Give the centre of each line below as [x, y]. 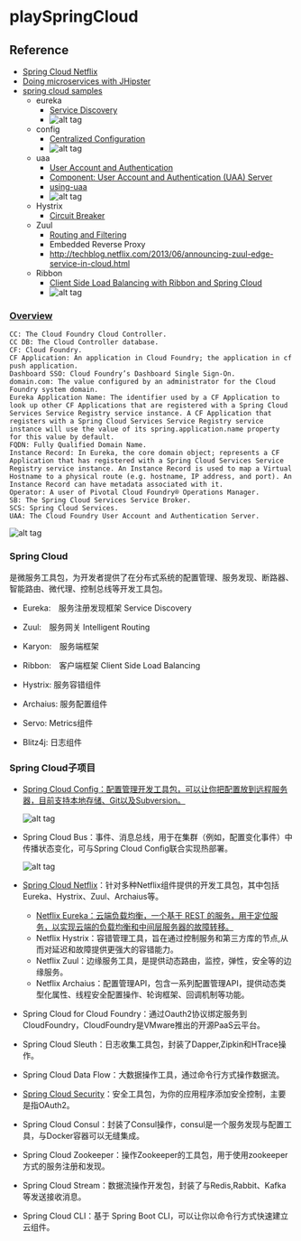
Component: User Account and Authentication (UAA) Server [161, 177]
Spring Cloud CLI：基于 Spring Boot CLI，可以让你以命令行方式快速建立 [155, 1216]
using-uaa [68, 187]
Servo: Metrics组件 [57, 723]
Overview [31, 315]
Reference [39, 50]
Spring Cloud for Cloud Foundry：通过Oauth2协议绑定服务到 [135, 1013]
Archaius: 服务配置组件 [65, 704]
